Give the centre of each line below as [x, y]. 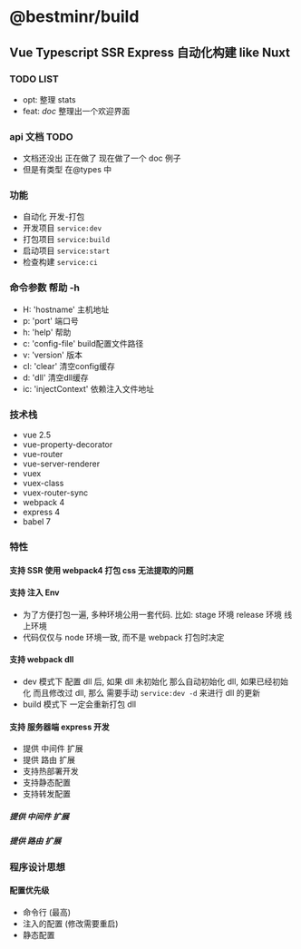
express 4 [41, 512]
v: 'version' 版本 [53, 355]
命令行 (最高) [46, 912]
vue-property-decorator [68, 445]
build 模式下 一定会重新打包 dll [79, 704]
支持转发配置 [46, 794]
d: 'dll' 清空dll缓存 [55, 377]
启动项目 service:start [66, 250]
